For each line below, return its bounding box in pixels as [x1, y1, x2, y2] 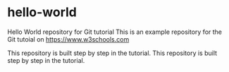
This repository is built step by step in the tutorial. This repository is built [7, 49, 217, 57]
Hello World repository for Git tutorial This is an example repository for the [7, 28, 223, 36]
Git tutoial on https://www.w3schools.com [7, 35, 130, 43]
